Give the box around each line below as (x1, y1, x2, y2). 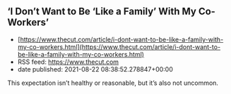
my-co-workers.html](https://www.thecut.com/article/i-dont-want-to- (17, 42, 221, 51)
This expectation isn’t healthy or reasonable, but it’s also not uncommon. (7, 79, 219, 87)
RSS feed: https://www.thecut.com (17, 58, 119, 66)
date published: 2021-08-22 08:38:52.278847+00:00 (17, 65, 173, 73)
